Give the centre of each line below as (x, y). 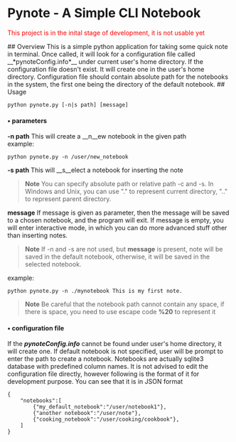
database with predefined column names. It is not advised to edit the (108, 367)
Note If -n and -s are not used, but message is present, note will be (124, 249)
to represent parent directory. (68, 199)
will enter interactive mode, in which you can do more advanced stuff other (117, 228)
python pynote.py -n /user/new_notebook (68, 157)
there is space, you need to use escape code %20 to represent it (120, 312)
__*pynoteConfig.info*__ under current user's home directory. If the (106, 61)
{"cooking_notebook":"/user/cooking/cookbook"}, (106, 420)
